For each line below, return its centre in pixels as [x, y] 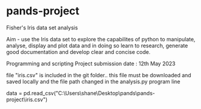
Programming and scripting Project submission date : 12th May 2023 [91, 63]
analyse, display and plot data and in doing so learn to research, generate [97, 46]
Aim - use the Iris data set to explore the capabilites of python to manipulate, [101, 39]
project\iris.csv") [27, 99]
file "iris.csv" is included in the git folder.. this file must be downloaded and [99, 75]
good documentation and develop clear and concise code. [79, 52]
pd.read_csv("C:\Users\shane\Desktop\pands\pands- [89, 93]
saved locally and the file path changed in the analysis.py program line [93, 81]
